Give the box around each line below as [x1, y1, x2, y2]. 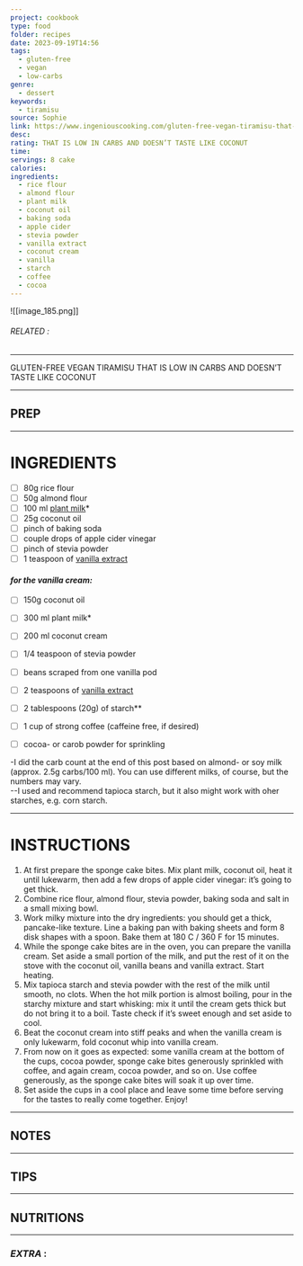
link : [10, 122, 31, 131]
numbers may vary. [10, 775, 82, 787]
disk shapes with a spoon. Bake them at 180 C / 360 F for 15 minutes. [22, 932, 280, 942]
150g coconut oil [22, 594, 85, 605]
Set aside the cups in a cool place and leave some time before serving [22, 1084, 284, 1095]
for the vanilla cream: [10, 575, 93, 585]
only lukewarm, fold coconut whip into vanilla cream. [22, 1036, 219, 1048]
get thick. [22, 883, 59, 895]
